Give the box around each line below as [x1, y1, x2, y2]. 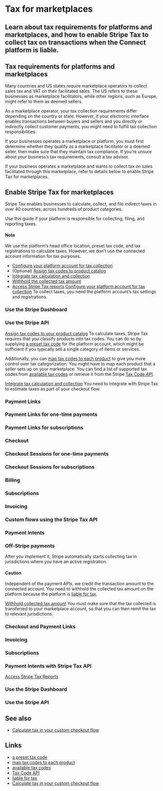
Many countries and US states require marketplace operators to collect [5, 83, 147, 89]
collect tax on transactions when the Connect [5, 38, 146, 46]
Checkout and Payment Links [5, 623, 76, 630]
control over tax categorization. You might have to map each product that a [5, 361, 156, 366]
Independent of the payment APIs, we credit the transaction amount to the [5, 581, 154, 587]
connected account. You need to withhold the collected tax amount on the [5, 586, 154, 592]
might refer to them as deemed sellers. [5, 99, 83, 105]
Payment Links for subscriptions [5, 424, 84, 431]
